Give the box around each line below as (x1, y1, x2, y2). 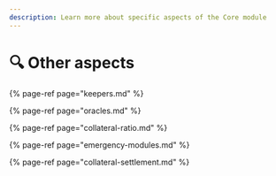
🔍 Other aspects (9, 52, 135, 73)
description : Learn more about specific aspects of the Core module (9, 12, 267, 22)
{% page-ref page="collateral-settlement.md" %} (9, 157, 190, 167)
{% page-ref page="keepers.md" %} (9, 88, 144, 98)
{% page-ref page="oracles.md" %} (9, 105, 142, 116)
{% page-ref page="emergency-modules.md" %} (9, 139, 190, 150)
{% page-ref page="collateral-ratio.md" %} (9, 122, 168, 133)
